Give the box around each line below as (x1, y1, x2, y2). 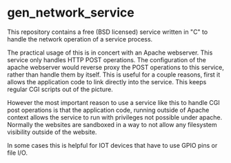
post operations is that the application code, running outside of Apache (7, 106, 210, 114)
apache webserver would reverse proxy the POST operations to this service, (7, 63, 224, 71)
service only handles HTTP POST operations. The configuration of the (7, 55, 207, 64)
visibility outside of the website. (7, 128, 97, 136)
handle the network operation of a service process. (7, 35, 153, 43)
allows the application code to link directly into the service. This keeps (7, 77, 207, 86)
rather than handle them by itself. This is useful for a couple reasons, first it (7, 70, 221, 79)
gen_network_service (7, 5, 134, 21)
